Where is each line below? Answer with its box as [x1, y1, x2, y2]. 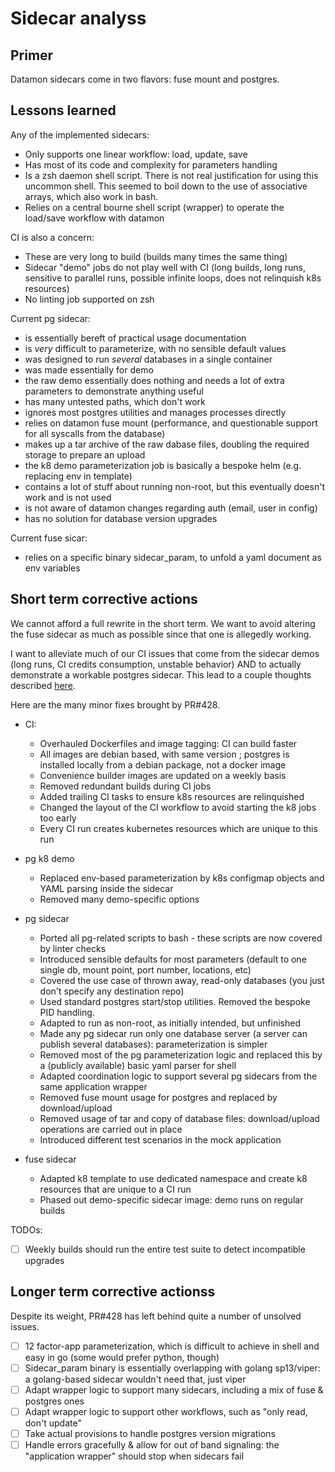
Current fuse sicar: [10, 532, 88, 544]
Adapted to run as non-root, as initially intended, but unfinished [39, 1017, 301, 1029]
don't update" [24, 1417, 82, 1429]
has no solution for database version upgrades [24, 512, 218, 524]
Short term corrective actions [10, 591, 198, 608]
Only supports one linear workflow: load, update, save [24, 148, 248, 160]
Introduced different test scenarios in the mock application [39, 1133, 282, 1146]
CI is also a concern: [10, 231, 95, 243]
